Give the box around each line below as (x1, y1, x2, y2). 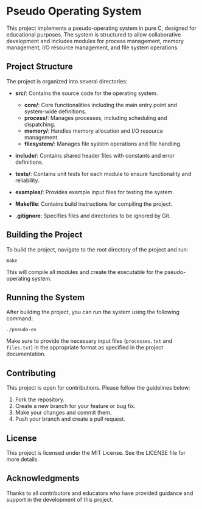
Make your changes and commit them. (15, 409, 112, 416)
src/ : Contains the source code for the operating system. (15, 90, 158, 97)
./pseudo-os (6, 327, 37, 333)
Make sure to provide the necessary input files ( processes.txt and (6, 337, 173, 345)
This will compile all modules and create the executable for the (6, 268, 163, 275)
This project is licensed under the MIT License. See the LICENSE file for (6, 449, 186, 456)
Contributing (6, 368, 56, 378)
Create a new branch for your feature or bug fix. (15, 402, 136, 410)
